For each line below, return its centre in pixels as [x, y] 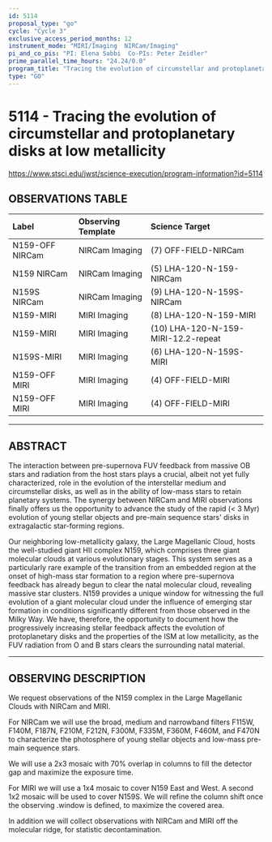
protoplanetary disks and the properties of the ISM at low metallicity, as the [134, 637]
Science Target [181, 226]
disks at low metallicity [87, 150]
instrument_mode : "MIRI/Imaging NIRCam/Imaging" [94, 46]
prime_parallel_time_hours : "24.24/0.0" [78, 62]
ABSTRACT [38, 446]
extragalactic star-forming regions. [66, 526]
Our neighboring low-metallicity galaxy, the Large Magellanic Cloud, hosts [132, 542]
